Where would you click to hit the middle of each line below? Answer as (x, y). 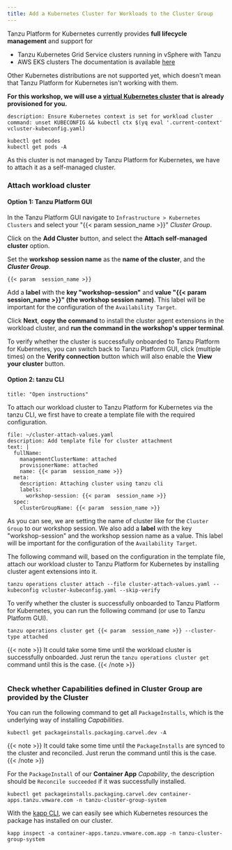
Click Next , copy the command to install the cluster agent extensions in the (116, 320)
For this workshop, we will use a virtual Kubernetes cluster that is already (116, 96)
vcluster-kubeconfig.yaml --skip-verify (101, 590)
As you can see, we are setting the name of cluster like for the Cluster (108, 520)
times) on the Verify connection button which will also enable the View (110, 356)
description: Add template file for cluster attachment (90, 441)
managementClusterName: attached (68, 459)
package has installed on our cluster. (60, 821)
